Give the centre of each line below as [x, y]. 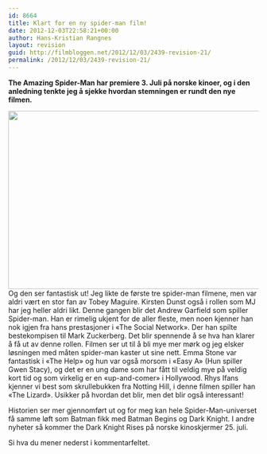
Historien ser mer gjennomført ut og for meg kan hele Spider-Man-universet [132, 410]
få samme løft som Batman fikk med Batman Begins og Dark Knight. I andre [132, 418]
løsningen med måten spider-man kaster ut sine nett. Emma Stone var [122, 352]
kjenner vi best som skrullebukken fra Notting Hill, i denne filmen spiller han [132, 386]
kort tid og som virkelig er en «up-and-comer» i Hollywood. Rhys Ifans [124, 378]
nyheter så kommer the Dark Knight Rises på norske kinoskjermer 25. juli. [128, 427]
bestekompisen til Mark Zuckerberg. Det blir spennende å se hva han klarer [132, 335]
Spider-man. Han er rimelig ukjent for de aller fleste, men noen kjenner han [131, 319]
